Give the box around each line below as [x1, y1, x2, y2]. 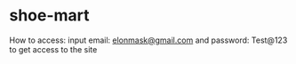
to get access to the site [9, 44, 98, 54]
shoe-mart [9, 5, 91, 26]
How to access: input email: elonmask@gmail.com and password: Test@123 [9, 35, 288, 45]
